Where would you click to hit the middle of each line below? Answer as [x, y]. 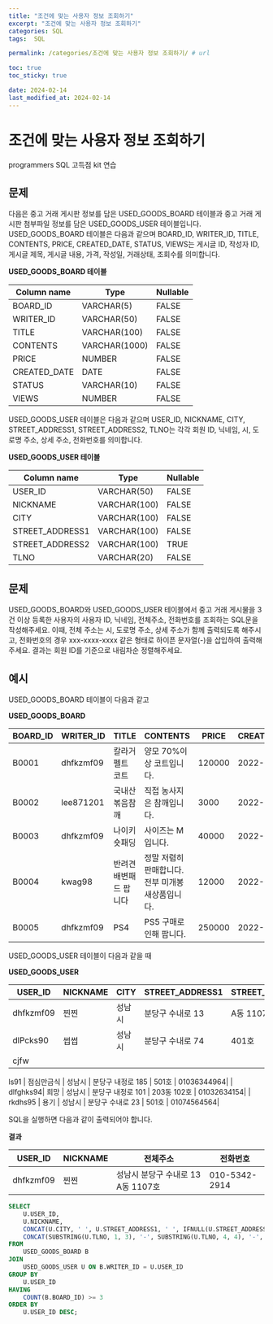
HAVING [19, 1290]
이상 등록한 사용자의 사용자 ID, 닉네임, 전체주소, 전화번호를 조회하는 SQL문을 [137, 620]
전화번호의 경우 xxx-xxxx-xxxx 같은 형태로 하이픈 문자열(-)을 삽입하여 [130, 640]
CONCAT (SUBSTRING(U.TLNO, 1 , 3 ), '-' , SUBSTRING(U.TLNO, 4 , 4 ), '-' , [143, 1237]
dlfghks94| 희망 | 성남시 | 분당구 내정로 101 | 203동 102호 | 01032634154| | [130, 1092]
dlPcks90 [30, 1040]
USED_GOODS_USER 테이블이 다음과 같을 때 [80, 956]
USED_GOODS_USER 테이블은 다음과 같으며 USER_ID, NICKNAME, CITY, [127, 420]
